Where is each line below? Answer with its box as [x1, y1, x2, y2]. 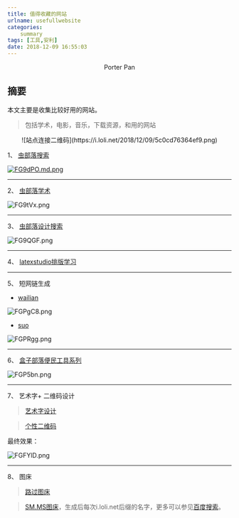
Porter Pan [104, 63, 135, 71]
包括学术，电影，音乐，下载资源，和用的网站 [24, 120, 156, 129]
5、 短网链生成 [7, 279, 51, 288]
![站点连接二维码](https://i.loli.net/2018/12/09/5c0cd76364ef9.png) [21, 136, 218, 144]
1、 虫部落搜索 [7, 151, 50, 159]
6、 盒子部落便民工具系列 [7, 356, 82, 365]
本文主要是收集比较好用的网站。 [7, 105, 101, 114]
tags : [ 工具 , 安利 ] [7, 37, 58, 44]
